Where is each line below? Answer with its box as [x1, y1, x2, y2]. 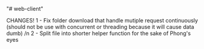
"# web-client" [6, 5, 44, 12]
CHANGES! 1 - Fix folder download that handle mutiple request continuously [6, 17, 198, 24]
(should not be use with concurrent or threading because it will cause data [6, 24, 195, 30]
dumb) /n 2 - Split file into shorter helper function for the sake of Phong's [6, 30, 191, 37]
